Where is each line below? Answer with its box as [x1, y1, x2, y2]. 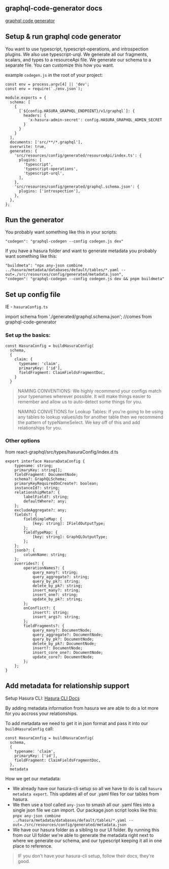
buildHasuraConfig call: [5, 726, 54, 732]
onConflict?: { [23, 605, 56, 611]
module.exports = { [5, 95, 47, 100]
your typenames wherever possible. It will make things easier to [17, 393, 151, 399]
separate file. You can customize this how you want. [5, 62, 114, 68]
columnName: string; [23, 552, 67, 557]
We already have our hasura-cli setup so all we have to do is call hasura [12, 785, 162, 791]
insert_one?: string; [32, 592, 79, 597]
